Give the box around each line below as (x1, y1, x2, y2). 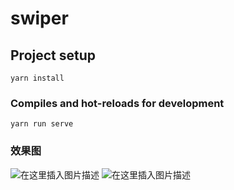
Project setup (10, 47, 97, 64)
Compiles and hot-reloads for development (10, 96, 225, 110)
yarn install (10, 73, 65, 83)
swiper (10, 7, 69, 30)
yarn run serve (10, 119, 74, 129)
